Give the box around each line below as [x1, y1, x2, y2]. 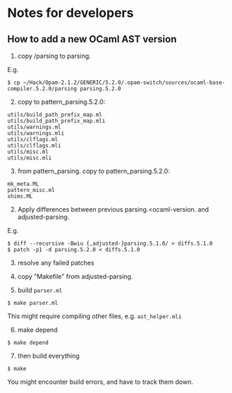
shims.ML [7, 193, 33, 200]
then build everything [17, 351, 80, 360]
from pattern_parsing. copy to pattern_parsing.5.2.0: [17, 167, 171, 175]
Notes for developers [7, 5, 134, 21]
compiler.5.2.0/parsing [7, 85, 78, 92]
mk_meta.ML [7, 181, 39, 188]
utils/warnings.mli [7, 130, 65, 137]
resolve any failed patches [17, 259, 94, 267]
